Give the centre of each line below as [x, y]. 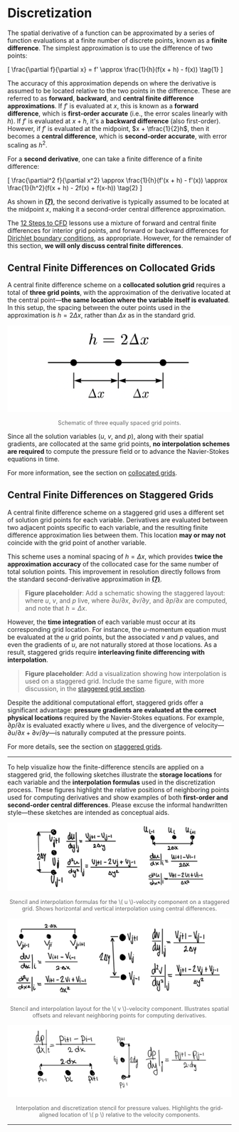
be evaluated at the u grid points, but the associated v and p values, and [113, 637]
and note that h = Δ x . [56, 608]
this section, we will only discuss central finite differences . [95, 245]
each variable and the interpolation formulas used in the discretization [111, 782]
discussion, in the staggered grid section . [85, 688]
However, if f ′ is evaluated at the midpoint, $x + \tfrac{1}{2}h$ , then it [108, 128]
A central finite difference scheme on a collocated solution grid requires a [116, 285]
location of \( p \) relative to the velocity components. [130, 1115]
